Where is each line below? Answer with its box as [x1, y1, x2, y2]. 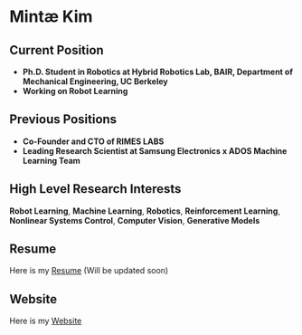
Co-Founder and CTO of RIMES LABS [22, 136, 165, 147]
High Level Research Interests [9, 181, 182, 196]
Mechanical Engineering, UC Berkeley [22, 76, 169, 87]
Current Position [9, 43, 104, 58]
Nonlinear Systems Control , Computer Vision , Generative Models [9, 215, 260, 225]
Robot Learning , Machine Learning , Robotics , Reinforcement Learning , [9, 206, 280, 216]
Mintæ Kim [9, 6, 93, 27]
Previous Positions [9, 111, 118, 128]
